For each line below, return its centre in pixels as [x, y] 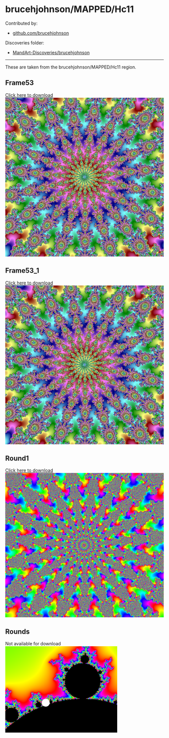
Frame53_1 [22, 271]
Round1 [17, 458]
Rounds [18, 631]
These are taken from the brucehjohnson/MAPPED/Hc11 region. [71, 67]
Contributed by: [21, 23]
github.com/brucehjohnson [41, 33]
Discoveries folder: [25, 43]
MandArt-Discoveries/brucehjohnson [51, 52]
